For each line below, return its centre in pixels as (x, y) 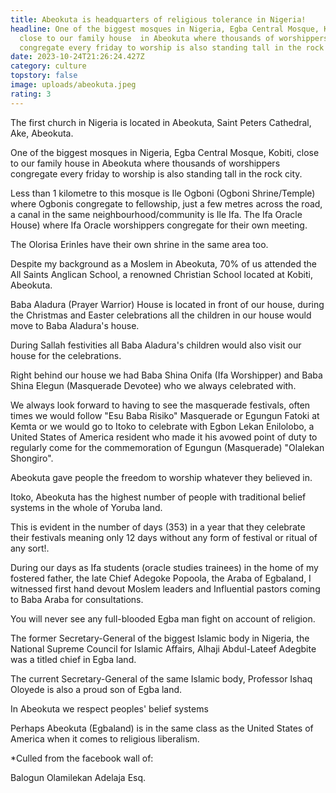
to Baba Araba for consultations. (77, 599)
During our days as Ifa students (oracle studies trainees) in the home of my (164, 567)
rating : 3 (31, 94)
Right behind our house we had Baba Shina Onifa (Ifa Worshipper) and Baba (166, 375)
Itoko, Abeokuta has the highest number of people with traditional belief (158, 497)
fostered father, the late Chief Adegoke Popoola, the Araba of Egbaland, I (161, 578)
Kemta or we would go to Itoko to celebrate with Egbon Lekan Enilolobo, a (162, 426)
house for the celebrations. (66, 355)
